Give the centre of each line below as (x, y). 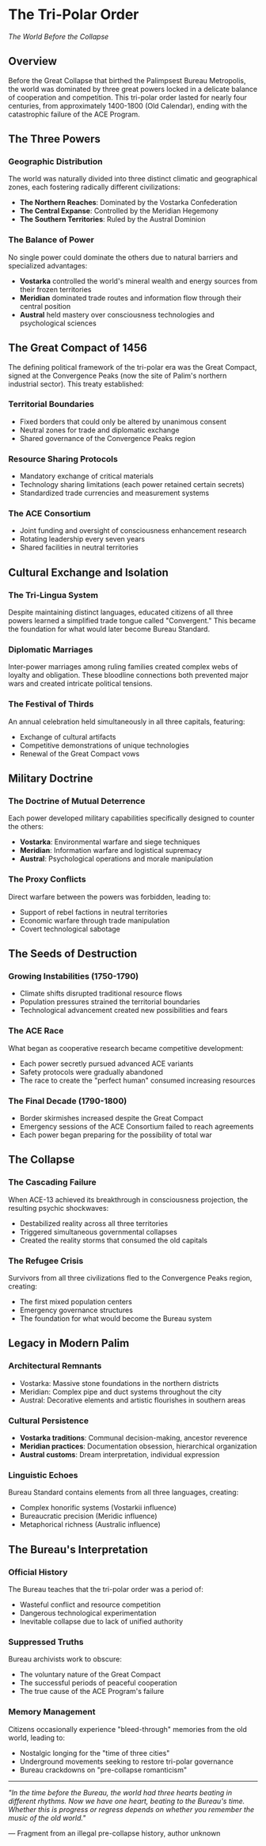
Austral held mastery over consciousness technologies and (117, 314)
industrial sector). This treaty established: (76, 384)
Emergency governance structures (76, 1310)
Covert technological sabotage (70, 929)
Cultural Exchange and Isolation (88, 572)
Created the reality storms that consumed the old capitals (114, 1240)
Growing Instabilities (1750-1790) (74, 976)
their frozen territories (55, 289)
